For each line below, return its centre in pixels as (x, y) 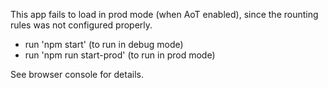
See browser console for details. (77, 74)
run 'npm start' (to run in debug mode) (104, 44)
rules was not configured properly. (81, 25)
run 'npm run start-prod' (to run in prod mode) (120, 55)
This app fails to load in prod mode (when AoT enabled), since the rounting (164, 14)
